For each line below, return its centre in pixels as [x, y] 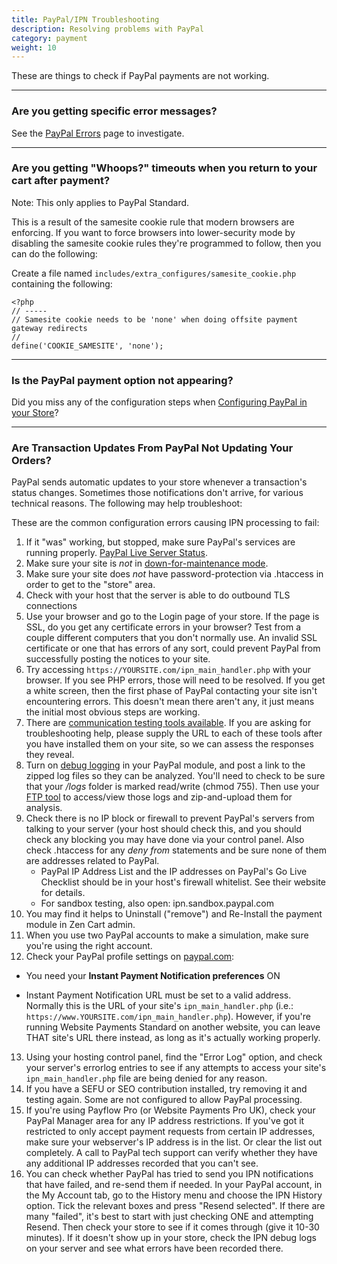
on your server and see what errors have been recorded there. [154, 1248]
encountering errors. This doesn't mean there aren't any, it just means [170, 702]
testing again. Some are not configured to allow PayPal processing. [164, 1100]
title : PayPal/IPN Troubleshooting [85, 19]
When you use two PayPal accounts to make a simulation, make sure [167, 935]
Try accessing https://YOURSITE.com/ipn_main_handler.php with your [168, 670]
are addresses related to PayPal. [92, 861]
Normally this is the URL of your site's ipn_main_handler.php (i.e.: [159, 1006]
